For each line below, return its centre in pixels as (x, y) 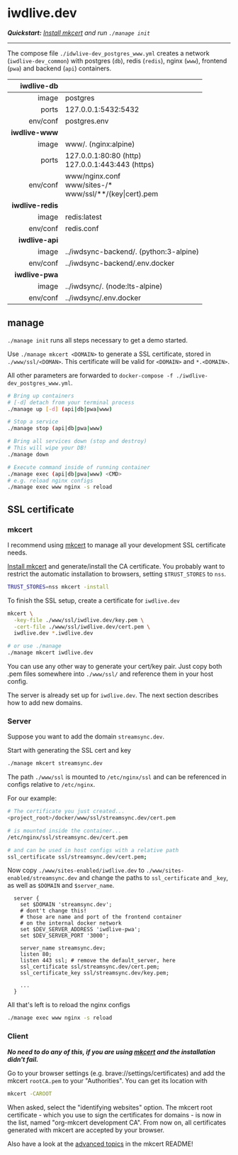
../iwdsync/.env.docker (103, 298)
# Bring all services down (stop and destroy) (77, 441)
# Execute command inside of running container (79, 467)
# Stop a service (33, 422)
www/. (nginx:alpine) (100, 144)
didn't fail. (23, 1059)
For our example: (32, 798)
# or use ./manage (34, 646)
